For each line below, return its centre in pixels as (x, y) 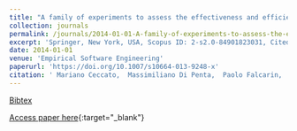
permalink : (29, 34)
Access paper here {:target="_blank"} (77, 117)
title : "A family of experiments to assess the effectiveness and (134, 17)
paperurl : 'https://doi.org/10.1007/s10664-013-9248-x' (114, 67)
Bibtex (21, 100)
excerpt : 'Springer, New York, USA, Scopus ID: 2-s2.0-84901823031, (138, 42)
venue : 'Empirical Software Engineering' (87, 58)
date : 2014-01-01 (41, 50)
